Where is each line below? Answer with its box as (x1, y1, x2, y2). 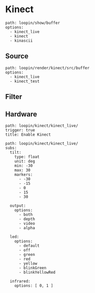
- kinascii (10, 38, 33, 43)
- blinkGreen (18, 265, 47, 270)
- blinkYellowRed (18, 270, 56, 275)
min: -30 (14, 163, 33, 168)
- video (18, 221, 36, 226)
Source (5, 52, 29, 60)
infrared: (10, 278, 30, 284)
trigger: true (5, 127, 36, 133)
